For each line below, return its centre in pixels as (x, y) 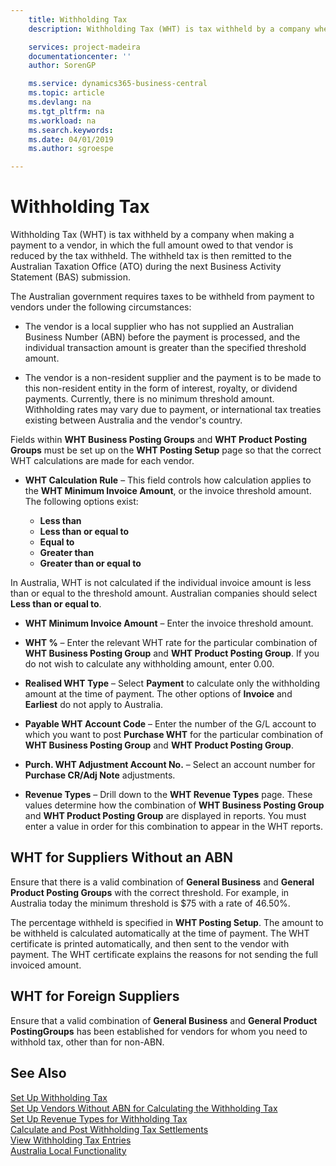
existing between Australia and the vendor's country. (133, 420)
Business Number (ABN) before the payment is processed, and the (162, 337)
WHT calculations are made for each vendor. (102, 461)
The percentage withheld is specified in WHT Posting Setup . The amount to (167, 922)
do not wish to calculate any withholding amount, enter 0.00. (149, 664)
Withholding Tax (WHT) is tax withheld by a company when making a (152, 235)
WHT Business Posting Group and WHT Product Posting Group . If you (172, 653)
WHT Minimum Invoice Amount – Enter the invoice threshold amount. (169, 623)
